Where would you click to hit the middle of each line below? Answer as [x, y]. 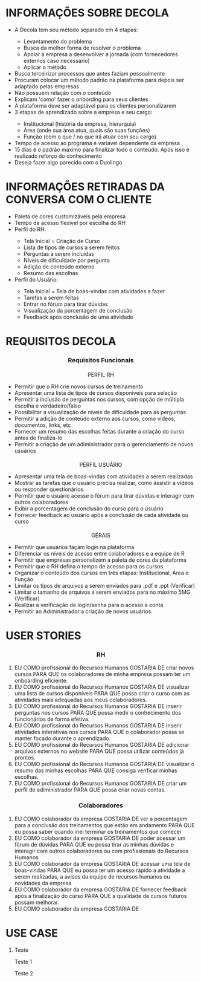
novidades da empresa [43, 883]
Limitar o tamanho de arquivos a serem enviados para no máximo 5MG [102, 592]
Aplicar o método [45, 67]
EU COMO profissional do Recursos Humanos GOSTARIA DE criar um [101, 784]
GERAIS [101, 535]
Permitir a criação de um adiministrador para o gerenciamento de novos [104, 444]
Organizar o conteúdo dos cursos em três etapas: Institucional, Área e [101, 573]
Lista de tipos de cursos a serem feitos [72, 247]
